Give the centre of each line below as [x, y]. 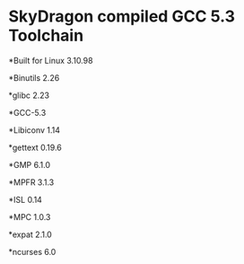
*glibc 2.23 [29, 95]
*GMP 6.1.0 [30, 164]
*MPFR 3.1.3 [31, 182]
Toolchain [46, 35]
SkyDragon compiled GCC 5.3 [122, 17]
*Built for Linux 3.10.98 [51, 60]
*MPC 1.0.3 [30, 216]
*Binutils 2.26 [34, 77]
